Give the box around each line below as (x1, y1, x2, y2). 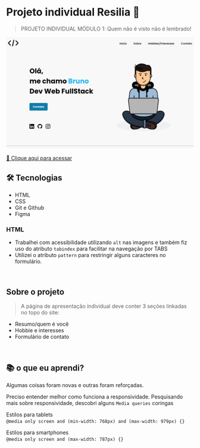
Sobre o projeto (6, 286, 64, 297)
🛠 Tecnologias (6, 172, 62, 183)
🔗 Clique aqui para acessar (6, 155, 73, 162)
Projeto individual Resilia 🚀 (6, 5, 140, 19)
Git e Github (14, 204, 45, 211)
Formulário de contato (14, 333, 70, 341)
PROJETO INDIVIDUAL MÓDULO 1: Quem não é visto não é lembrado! (20, 25, 192, 32)
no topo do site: (20, 309, 60, 316)
